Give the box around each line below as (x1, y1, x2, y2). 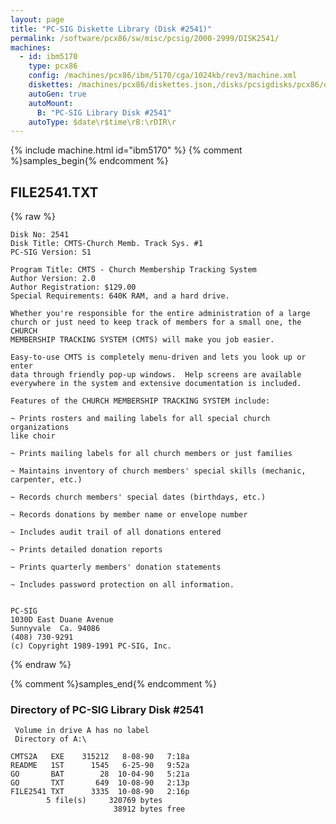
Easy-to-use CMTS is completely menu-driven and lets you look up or (10, 352, 307, 363)
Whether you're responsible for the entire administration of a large (10, 309, 311, 319)
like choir (10, 431, 56, 441)
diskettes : (28, 80, 74, 90)
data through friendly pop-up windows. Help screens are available (10, 370, 302, 380)
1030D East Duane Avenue (10, 615, 114, 625)
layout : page (10, 14, 65, 25)
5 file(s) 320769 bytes (46, 796, 163, 806)
